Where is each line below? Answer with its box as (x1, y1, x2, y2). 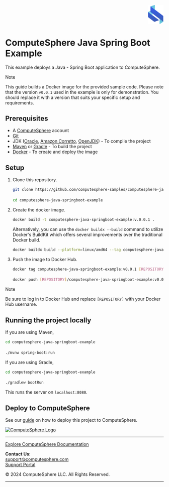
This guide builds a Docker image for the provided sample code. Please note (5, 83, 164, 90)
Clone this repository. (12, 177, 57, 183)
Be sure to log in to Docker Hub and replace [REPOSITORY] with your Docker (5, 296, 161, 302)
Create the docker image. (12, 206, 65, 213)
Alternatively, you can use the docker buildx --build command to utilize (12, 226, 163, 232)
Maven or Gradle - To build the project (12, 144, 92, 150)
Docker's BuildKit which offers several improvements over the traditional (12, 231, 162, 237)
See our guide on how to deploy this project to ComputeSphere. (5, 417, 137, 423)
